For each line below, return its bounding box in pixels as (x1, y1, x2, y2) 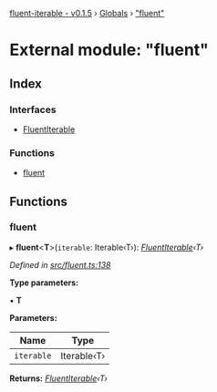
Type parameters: (9, 277, 79, 288)
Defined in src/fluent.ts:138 (9, 259, 111, 270)
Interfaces (9, 103, 57, 116)
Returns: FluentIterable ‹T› (9, 373, 108, 384)
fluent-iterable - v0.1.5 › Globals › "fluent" (9, 8, 165, 18)
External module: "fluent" (9, 40, 210, 60)
